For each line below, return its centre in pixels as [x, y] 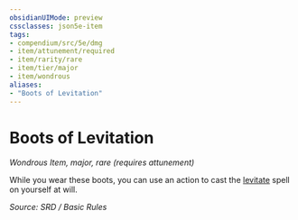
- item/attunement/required [62, 51]
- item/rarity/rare [46, 60]
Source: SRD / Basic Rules [58, 207]
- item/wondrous [40, 77]
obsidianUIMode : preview [56, 18]
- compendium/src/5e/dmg [56, 43]
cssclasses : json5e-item [56, 26]
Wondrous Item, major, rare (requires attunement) [102, 162]
